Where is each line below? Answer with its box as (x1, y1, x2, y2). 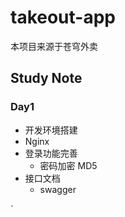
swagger (39, 183, 77, 195)
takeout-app (10, 6, 116, 29)
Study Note (10, 70, 83, 87)
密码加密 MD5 (39, 159, 98, 171)
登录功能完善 (24, 147, 78, 159)
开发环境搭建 (24, 124, 78, 136)
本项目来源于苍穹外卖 (10, 40, 98, 52)
